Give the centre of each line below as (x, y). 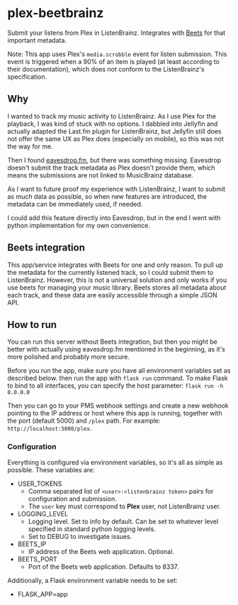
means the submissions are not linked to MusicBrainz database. (100, 175)
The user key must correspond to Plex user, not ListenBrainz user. (124, 506)
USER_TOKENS (40, 484)
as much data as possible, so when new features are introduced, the (107, 196)
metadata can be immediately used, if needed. (75, 204)
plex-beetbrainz (56, 13)
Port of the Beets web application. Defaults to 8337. (103, 567)
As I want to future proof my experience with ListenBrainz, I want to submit (116, 189)
